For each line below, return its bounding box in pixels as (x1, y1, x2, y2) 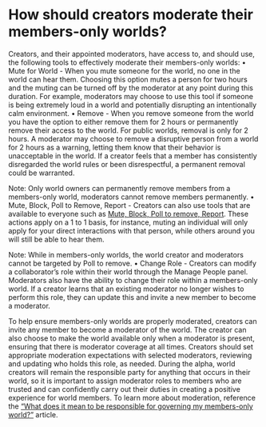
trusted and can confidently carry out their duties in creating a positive (8, 384, 241, 393)
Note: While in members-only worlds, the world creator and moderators (8, 249, 244, 259)
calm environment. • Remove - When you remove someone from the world (8, 108, 254, 118)
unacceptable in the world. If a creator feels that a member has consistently (8, 150, 257, 161)
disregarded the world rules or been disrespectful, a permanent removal (8, 159, 246, 169)
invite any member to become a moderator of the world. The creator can (8, 325, 247, 334)
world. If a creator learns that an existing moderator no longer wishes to (8, 284, 244, 293)
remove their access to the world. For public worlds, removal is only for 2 (8, 126, 249, 135)
